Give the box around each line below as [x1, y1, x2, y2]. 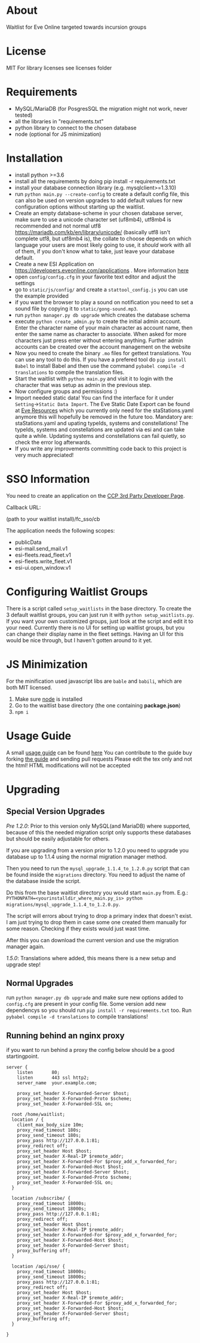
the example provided [14, 292, 69, 300]
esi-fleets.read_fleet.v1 [14, 551, 72, 558]
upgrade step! [6, 961, 41, 968]
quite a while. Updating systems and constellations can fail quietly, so [14, 432, 186, 439]
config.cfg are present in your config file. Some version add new [6, 1000, 167, 1008]
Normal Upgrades [6, 978, 73, 988]
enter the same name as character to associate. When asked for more [14, 330, 187, 337]
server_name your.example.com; [17, 1080, 97, 1086]
